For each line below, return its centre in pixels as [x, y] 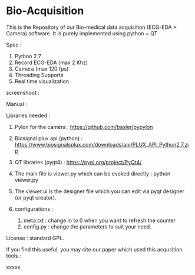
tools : [14, 256]
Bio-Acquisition [45, 11]
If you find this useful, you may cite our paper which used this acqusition [94, 249]
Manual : [17, 104]
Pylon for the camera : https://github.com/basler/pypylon [84, 127]
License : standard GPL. [35, 238]
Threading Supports [39, 75]
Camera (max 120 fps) [42, 68]
